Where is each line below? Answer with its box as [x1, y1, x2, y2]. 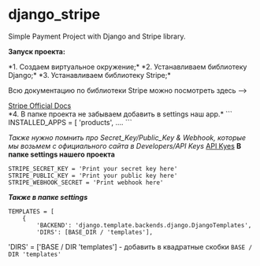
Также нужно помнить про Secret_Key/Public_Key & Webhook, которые [8, 132, 247, 142]
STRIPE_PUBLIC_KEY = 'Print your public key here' [8, 172, 178, 179]
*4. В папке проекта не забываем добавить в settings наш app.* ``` [8, 109, 232, 119]
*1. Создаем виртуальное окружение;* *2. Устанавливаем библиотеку [8, 61, 247, 72]
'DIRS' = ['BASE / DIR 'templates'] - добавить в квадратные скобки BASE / [8, 242, 253, 251]
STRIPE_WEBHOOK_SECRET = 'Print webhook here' [8, 179, 164, 187]
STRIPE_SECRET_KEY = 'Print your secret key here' [8, 164, 178, 172]
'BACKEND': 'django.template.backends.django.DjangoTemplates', [36, 221, 252, 229]
